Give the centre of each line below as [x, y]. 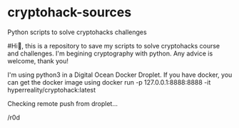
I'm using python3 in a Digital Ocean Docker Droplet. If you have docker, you [120, 75]
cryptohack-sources [70, 12]
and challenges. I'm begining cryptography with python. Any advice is [110, 53]
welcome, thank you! [38, 60]
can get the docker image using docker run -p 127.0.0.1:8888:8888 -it [109, 82]
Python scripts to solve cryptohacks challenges [77, 32]
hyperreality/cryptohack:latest [52, 90]
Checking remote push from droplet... [63, 103]
